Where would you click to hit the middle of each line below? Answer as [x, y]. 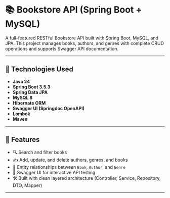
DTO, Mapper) [27, 185]
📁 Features [23, 140]
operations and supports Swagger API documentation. [62, 48]
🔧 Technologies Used [39, 69]
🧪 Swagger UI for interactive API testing [54, 172]
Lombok [21, 114]
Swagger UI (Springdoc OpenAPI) [49, 108]
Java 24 [21, 81]
